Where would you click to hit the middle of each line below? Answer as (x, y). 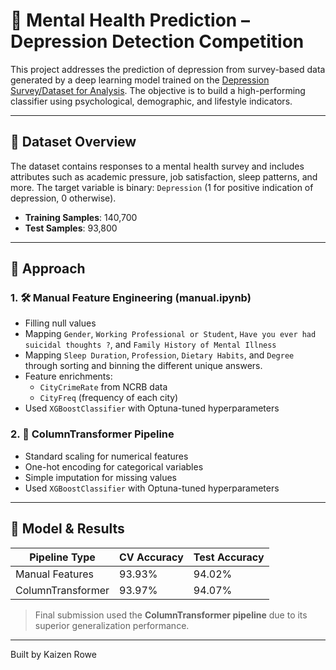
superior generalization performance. (112, 625)
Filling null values (60, 323)
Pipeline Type (62, 557)
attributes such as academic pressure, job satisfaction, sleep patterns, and (164, 176)
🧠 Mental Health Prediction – (130, 20)
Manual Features (55, 574)
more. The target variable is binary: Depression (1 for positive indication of (162, 187)
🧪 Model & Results (67, 529)
